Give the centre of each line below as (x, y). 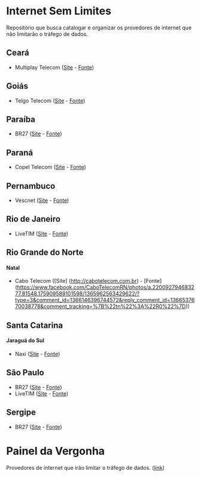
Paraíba (21, 119)
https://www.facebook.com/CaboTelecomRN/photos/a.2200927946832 (106, 287)
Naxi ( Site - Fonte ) (37, 354)
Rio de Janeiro (33, 219)
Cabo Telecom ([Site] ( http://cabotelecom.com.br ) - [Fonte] (88, 281)
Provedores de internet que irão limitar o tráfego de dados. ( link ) (85, 467)
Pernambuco (31, 186)
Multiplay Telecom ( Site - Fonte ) (54, 67)
